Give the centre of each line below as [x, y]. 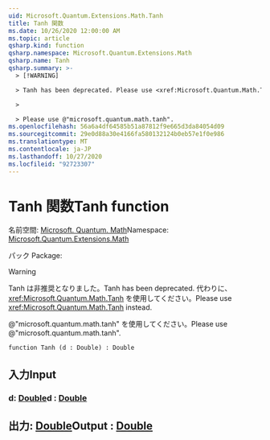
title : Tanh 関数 [36, 23]
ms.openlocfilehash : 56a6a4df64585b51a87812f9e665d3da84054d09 [117, 127]
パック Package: [35, 256]
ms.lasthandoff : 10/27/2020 [55, 156]
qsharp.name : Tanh [39, 61]
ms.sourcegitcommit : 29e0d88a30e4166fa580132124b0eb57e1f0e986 [117, 134]
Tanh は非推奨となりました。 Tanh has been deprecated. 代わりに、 [120, 288]
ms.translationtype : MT [48, 142]
